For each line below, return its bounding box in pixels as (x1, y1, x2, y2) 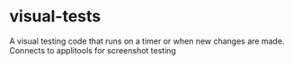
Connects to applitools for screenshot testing (9, 45, 177, 55)
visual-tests (9, 6, 102, 27)
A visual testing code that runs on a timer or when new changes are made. (9, 36, 285, 46)
